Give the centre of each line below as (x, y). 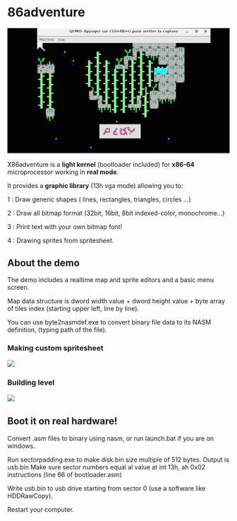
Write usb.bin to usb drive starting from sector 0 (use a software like (107, 488)
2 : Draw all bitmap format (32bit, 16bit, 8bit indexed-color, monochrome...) (116, 213)
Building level (31, 382)
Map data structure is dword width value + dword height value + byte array (116, 301)
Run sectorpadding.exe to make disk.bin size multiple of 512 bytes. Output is (118, 459)
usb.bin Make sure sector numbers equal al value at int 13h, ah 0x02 (107, 467)
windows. (21, 445)
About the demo (43, 263)
